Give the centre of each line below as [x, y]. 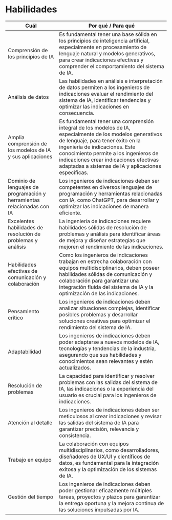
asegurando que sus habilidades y [100, 355]
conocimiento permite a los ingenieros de [109, 153]
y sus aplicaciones [30, 156]
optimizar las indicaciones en [94, 106]
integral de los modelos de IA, [95, 127]
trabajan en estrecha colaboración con [105, 261]
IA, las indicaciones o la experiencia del [106, 388]
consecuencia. [77, 113]
